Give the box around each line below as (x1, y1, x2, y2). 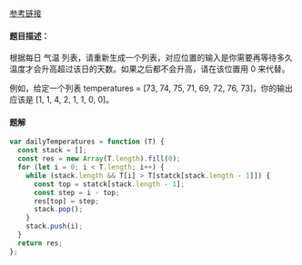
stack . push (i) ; (25, 221, 84, 231)
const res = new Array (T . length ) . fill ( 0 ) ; (17, 154, 181, 163)
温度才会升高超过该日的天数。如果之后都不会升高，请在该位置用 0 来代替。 (9, 64, 290, 74)
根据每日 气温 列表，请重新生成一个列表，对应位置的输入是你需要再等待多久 (9, 53, 293, 64)
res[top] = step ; (33, 196, 100, 206)
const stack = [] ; (17, 146, 88, 155)
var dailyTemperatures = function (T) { (9, 137, 166, 147)
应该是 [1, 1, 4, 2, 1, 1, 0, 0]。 (9, 94, 115, 105)
